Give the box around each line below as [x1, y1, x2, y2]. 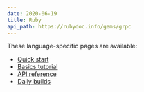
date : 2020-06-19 [7, 10, 57, 17]
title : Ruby [7, 17, 42, 24]
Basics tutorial [17, 63, 58, 71]
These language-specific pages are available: [7, 42, 138, 50]
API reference [17, 70, 57, 78]
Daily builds [17, 77, 51, 86]
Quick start [17, 55, 49, 64]
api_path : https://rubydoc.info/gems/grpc [7, 23, 132, 30]
